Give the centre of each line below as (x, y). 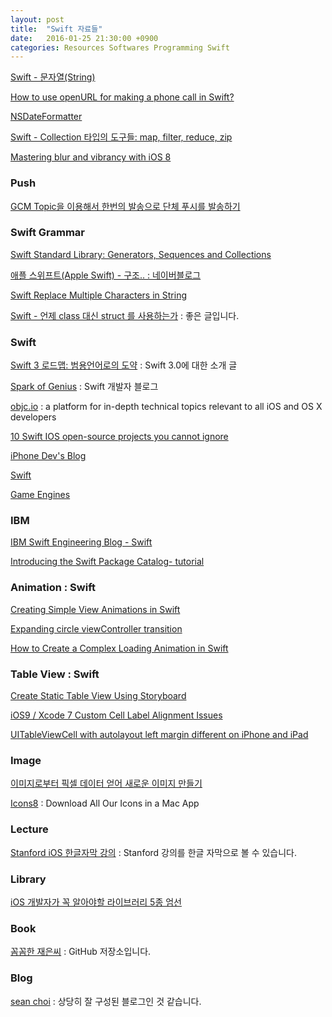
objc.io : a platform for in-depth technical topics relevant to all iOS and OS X (166, 407)
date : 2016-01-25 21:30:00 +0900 (84, 38)
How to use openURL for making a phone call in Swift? (122, 97)
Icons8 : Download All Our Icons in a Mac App (105, 803)
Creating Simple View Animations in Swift (95, 609)
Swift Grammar (48, 233)
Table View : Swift (55, 674)
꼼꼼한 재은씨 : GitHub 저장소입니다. (81, 952)
